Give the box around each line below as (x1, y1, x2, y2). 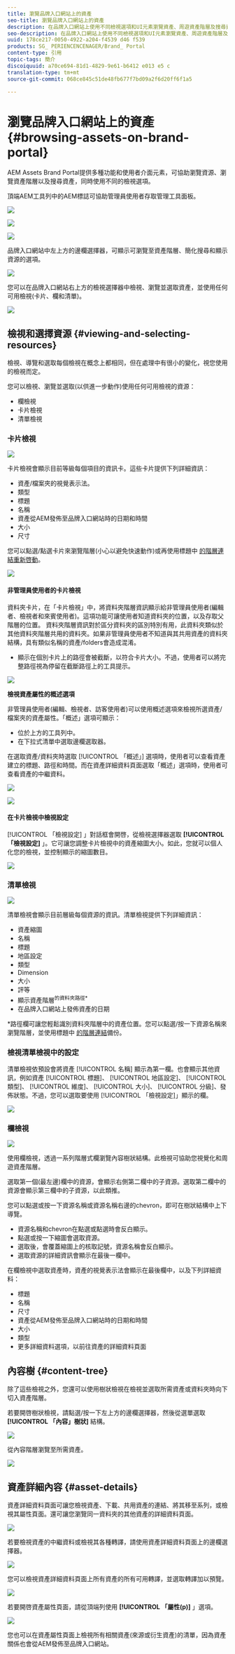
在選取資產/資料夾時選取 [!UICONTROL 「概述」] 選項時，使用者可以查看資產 (7, 752, 226, 760)
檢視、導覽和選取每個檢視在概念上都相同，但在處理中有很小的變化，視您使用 (7, 358, 228, 367)
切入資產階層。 (7, 1394, 50, 1402)
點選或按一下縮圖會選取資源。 (17, 1234, 104, 1242)
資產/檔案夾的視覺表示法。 (17, 479, 94, 488)
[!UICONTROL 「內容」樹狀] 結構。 (7, 1418, 109, 1426)
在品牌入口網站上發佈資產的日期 (17, 1004, 110, 1013)
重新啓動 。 (13, 556, 44, 564)
